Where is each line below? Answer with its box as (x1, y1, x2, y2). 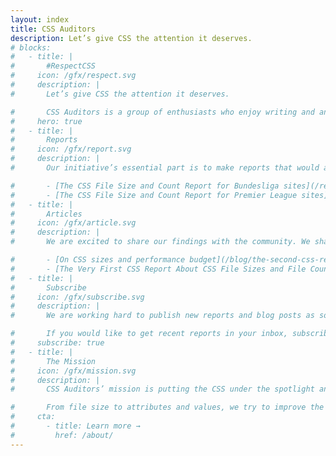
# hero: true (10, 116, 83, 126)
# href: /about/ (10, 430, 114, 440)
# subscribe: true (10, 338, 105, 348)
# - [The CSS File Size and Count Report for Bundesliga (10, 181, 280, 191)
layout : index (10, 14, 70, 25)
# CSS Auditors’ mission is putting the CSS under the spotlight (10, 384, 315, 395)
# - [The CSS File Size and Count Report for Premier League (10, 190, 298, 200)
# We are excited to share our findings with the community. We (10, 237, 311, 247)
